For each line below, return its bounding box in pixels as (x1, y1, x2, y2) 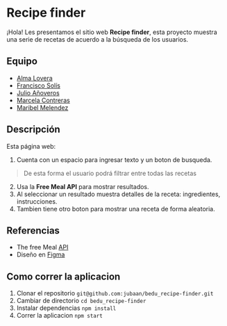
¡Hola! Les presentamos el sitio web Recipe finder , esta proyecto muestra (6, 28, 217, 36)
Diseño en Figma (16, 250, 65, 259)
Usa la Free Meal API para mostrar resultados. (16, 182, 150, 190)
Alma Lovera (16, 74, 53, 82)
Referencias (6, 225, 60, 236)
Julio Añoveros (16, 88, 60, 97)
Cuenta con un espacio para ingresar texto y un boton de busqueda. (16, 155, 212, 164)
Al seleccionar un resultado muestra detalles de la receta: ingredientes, (16, 190, 221, 198)
